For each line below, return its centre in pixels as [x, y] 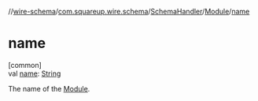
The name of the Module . [49, 88]
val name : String [35, 73]
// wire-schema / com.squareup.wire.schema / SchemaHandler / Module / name [129, 11]
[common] [25, 65]
